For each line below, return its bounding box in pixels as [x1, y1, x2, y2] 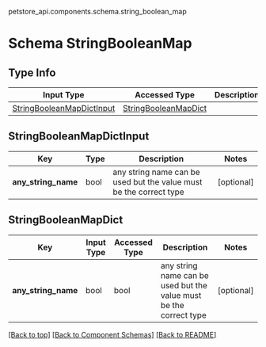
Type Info [8, 66, 56, 79]
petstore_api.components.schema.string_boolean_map [8, 7, 188, 16]
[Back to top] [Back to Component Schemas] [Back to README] [8, 330, 217, 339]
